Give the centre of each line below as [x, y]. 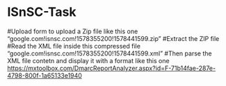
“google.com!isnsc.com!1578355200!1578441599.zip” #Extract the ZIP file [113, 38]
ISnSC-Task [42, 12]
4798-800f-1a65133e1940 [45, 75]
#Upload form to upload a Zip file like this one [73, 31]
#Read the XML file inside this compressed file [74, 46]
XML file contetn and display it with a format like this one [88, 60]
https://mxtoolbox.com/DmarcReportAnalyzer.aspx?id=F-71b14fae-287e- [112, 68]
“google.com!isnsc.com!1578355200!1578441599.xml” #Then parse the [110, 53]
